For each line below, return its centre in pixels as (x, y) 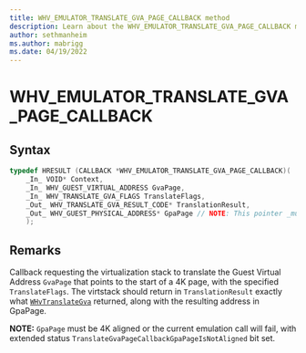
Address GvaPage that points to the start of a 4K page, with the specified (144, 282)
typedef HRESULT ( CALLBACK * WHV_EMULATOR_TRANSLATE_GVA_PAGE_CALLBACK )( (150, 171)
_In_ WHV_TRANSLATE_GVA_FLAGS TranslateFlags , (116, 196)
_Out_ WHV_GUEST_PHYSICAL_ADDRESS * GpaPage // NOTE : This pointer (154, 213)
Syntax (30, 150)
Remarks (36, 250)
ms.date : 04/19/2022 (49, 52)
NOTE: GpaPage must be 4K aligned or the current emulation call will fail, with (153, 328)
